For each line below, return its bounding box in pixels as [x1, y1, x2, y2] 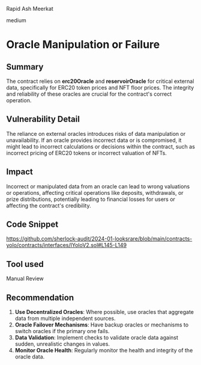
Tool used [6, 259, 44, 269]
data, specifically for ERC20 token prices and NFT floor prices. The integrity [6, 84, 194, 91]
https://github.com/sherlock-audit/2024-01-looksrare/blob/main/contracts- [6, 235, 193, 242]
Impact [6, 167, 33, 177]
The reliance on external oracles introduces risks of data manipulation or [6, 130, 186, 137]
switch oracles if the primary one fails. [14, 328, 110, 335]
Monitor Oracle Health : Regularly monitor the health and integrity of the [14, 347, 193, 354]
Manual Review [6, 275, 44, 282]
